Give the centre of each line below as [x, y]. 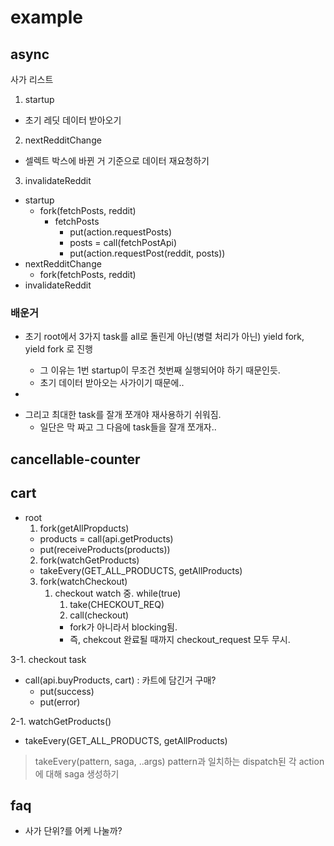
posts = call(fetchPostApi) [123, 242]
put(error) [60, 702]
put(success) [67, 691]
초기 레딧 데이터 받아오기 [73, 120]
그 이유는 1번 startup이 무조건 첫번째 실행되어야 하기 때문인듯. [160, 370]
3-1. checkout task [48, 659]
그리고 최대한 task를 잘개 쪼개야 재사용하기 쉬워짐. [123, 415]
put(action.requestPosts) [121, 232]
